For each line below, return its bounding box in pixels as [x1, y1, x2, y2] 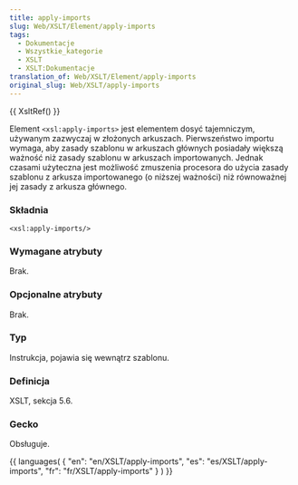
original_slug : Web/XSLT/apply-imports [9, 81, 160, 90]
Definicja [9, 374, 50, 387]
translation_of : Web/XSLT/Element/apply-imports [9, 73, 197, 82]
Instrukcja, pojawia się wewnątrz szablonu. [9, 352, 170, 363]
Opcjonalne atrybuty [9, 288, 102, 301]
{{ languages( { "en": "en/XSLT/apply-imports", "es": [9, 456, 206, 467]
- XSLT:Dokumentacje [17, 64, 95, 73]
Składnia [9, 203, 49, 216]
